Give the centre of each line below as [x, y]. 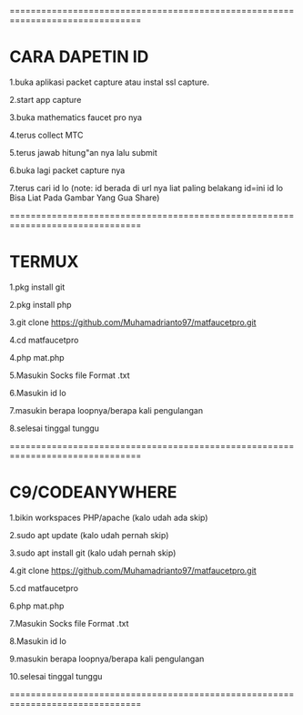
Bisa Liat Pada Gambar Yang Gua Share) [85, 198]
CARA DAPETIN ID [79, 57]
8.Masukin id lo [38, 641]
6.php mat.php [37, 606]
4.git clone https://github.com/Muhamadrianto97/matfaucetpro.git [133, 570]
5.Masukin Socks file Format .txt [70, 375]
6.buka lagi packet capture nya [67, 170]
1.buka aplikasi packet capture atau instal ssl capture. [109, 82]
